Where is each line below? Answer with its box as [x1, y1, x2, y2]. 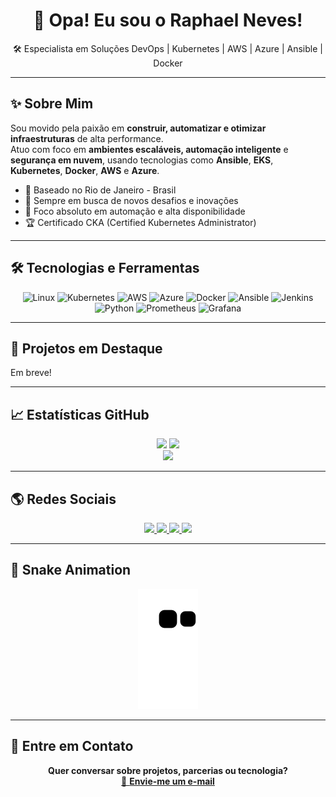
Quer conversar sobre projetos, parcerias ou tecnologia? [48, 764, 288, 776]
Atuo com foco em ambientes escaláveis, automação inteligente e [10, 143, 289, 155]
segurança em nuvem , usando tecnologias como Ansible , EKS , [10, 154, 274, 166]
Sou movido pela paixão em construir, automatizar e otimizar [10, 122, 267, 134]
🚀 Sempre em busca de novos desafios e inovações [24, 194, 239, 206]
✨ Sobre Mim [10, 95, 94, 113]
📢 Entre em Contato [10, 738, 134, 755]
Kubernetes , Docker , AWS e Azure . [10, 164, 160, 176]
